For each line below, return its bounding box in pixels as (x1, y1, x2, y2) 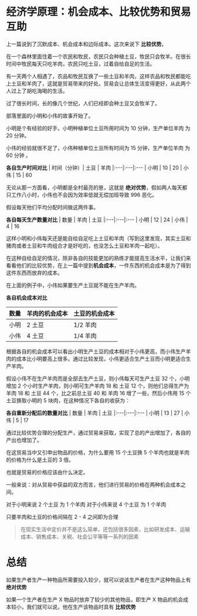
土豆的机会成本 (73, 309, 116, 317)
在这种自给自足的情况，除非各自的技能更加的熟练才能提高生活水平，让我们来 (6, 254, 191, 261)
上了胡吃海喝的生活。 (16, 87, 68, 94)
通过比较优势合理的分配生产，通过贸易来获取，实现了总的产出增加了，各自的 (6, 429, 191, 436)
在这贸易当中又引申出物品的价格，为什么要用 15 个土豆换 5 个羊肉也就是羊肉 (6, 449, 190, 456)
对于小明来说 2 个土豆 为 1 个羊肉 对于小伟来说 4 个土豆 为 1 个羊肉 (6, 501, 167, 508)
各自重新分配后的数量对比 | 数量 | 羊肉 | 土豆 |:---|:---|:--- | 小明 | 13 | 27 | (6, 409, 184, 416)
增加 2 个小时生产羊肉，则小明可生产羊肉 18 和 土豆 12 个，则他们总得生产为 (6, 382, 189, 389)
